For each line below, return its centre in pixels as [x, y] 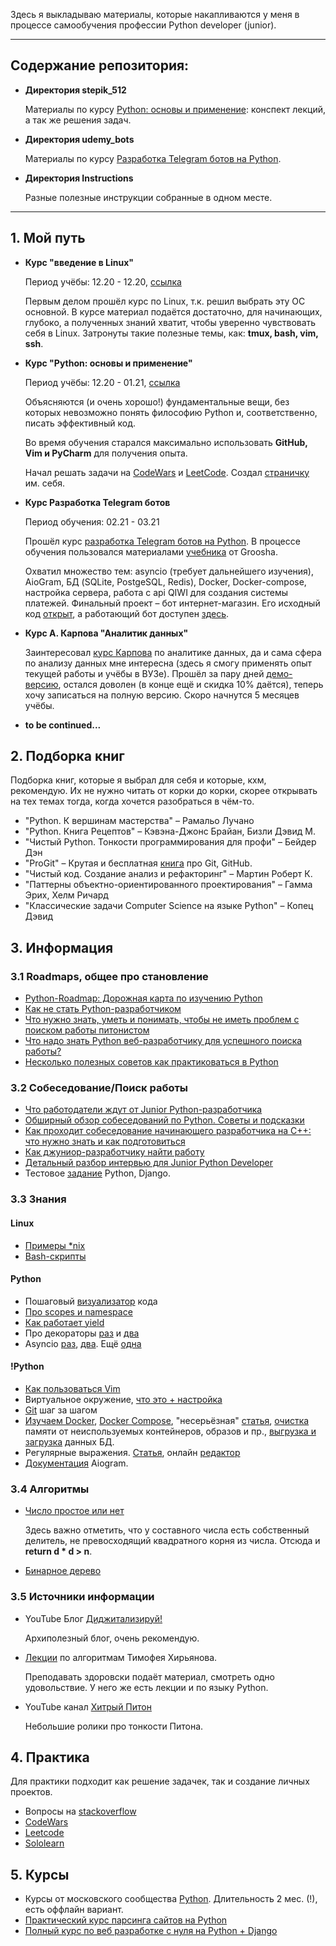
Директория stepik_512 [75, 90]
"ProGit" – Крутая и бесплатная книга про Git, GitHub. [138, 863]
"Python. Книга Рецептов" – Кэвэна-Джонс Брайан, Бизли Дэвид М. [170, 831]
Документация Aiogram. [76, 1463]
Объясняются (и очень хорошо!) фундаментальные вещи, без [157, 401]
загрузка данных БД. [69, 1441]
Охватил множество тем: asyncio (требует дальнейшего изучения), [169, 571]
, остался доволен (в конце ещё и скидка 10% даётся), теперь [191, 684]
